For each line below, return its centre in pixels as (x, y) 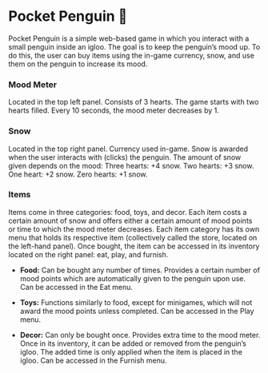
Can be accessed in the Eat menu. (76, 287)
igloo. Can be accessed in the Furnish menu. (93, 360)
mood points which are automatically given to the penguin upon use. (133, 278)
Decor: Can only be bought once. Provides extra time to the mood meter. (140, 335)
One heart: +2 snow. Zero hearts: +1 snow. (78, 174)
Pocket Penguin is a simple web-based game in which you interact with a (129, 38)
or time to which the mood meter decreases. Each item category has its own (134, 229)
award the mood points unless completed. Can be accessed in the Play (137, 311)
